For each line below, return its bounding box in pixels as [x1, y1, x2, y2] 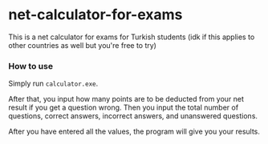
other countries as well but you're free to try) [8, 40, 156, 50]
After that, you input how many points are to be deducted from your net [8, 94, 245, 104]
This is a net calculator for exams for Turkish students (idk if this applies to [8, 32, 255, 42]
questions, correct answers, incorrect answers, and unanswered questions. [8, 111, 258, 121]
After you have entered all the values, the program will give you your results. [8, 126, 261, 137]
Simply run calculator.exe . [8, 78, 99, 89]
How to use [8, 60, 54, 71]
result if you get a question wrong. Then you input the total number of [8, 102, 239, 113]
